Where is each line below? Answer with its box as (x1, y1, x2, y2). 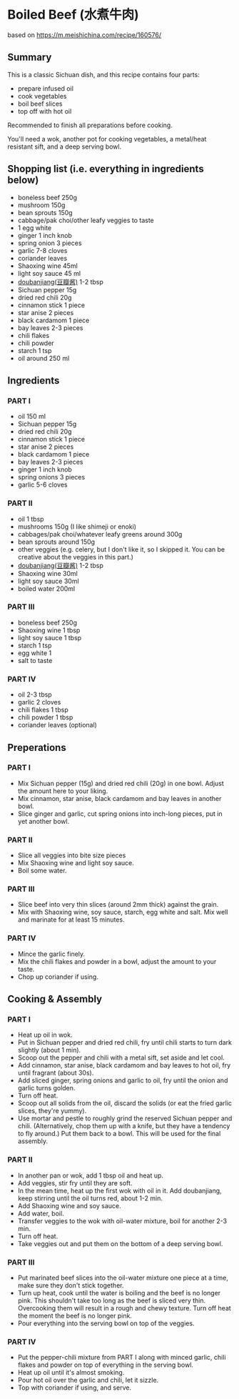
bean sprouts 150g (17, 208, 73, 216)
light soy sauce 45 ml (17, 269, 81, 277)
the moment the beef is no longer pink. (17, 1312, 132, 1320)
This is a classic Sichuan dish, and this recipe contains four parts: (7, 70, 200, 79)
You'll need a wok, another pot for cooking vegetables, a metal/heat (7, 134, 207, 143)
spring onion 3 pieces (17, 239, 82, 247)
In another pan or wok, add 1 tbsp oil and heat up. (17, 1171, 164, 1180)
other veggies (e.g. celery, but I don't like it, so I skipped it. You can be (17, 544, 225, 554)
